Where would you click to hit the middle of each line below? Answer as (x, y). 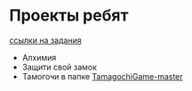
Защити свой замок (60, 67)
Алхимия (39, 57)
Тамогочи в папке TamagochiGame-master (103, 76)
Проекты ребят (69, 16)
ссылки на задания (45, 40)
